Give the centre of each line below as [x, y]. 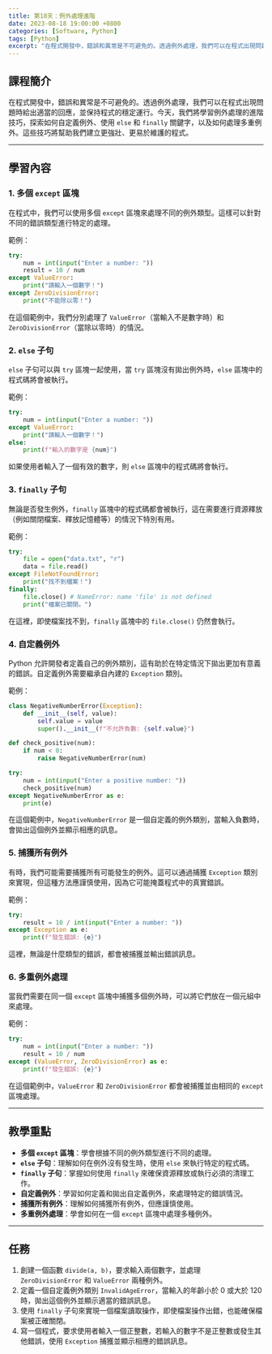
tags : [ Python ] [34, 39]
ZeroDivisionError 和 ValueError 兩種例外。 [93, 1280]
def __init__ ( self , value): [70, 714]
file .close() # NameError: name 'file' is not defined [117, 597]
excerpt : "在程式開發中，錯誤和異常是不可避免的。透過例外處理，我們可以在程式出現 [132, 46]
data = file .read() [56, 567]
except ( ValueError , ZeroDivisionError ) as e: [88, 1062]
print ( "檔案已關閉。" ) [57, 604]
